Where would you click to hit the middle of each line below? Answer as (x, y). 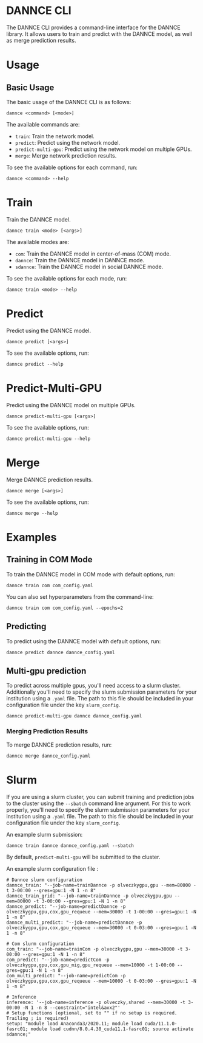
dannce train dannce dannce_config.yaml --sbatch (70, 846)
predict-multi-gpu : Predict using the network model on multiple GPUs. (103, 149)
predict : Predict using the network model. (68, 142)
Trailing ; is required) (38, 1018)
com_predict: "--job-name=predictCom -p (58, 960)
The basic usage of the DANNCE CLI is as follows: (69, 102)
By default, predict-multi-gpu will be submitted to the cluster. (83, 857)
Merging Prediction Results (47, 731)
